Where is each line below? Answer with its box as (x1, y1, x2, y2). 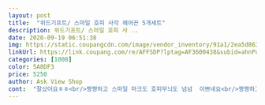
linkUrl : (8, 48, 37, 56)
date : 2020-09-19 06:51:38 (8, 33, 97, 42)
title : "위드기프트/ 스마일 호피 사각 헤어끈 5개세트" (8, 19, 166, 27)
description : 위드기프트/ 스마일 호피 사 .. (8, 26, 139, 34)
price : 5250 (8, 70, 47, 78)
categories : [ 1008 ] (8, 56, 73, 64)
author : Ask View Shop (8, 77, 83, 85)
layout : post (8, 11, 51, 20)
